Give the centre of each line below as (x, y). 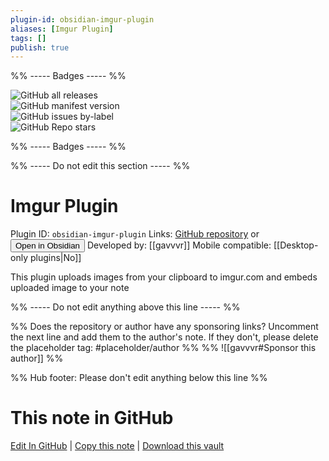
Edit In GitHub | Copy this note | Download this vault (117, 446)
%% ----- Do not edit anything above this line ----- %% (125, 307)
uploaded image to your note (70, 288)
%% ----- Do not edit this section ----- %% (100, 166)
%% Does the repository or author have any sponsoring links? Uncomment (164, 327)
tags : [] (28, 38)
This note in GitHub (92, 418)
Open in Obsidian (47, 246)
